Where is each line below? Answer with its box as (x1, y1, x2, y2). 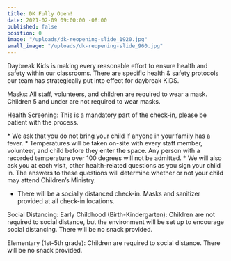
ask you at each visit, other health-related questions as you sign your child (7, 161, 221, 169)
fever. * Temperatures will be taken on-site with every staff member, (7, 139, 203, 147)
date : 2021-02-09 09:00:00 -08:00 (7, 17, 108, 24)
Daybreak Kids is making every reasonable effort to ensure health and (7, 62, 208, 70)
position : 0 (7, 29, 42, 37)
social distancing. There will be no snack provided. (7, 226, 153, 233)
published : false (7, 23, 58, 30)
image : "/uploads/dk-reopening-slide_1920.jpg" (7, 36, 148, 43)
